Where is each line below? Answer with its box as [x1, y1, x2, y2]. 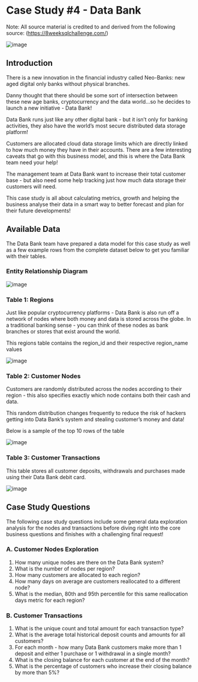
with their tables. [6, 253, 47, 260]
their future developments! [6, 207, 71, 214]
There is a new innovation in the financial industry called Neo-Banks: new [6, 74, 185, 81]
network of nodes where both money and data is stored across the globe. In [6, 315, 191, 323]
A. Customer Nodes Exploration [6, 545, 99, 553]
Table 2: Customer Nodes [6, 372, 81, 380]
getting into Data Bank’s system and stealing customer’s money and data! [6, 416, 185, 423]
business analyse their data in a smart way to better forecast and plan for [6, 200, 184, 208]
